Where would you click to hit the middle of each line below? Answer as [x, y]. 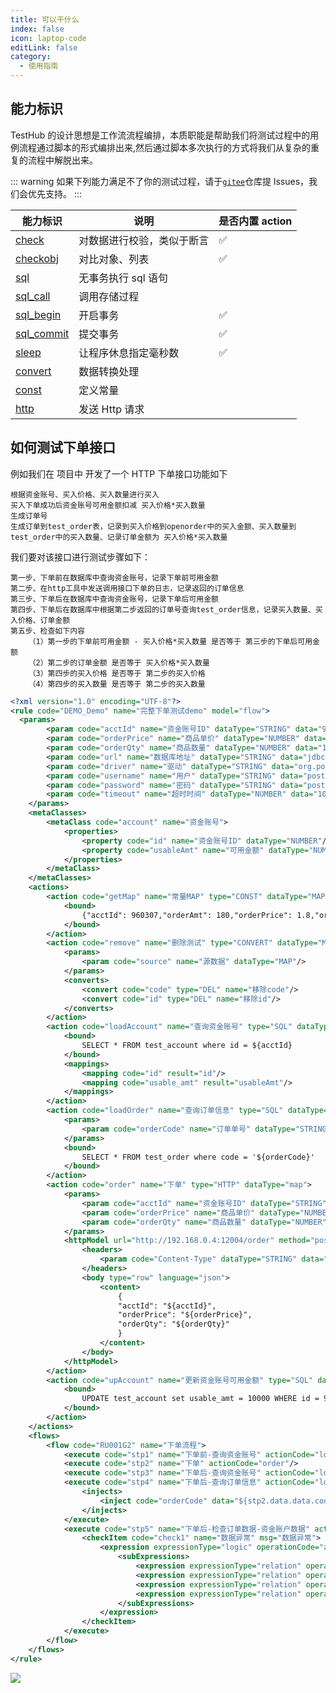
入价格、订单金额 [40, 620]
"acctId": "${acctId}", [167, 1306]
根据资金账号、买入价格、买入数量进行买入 [85, 494]
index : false [37, 29]
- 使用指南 [39, 66]
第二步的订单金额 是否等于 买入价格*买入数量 [128, 662]
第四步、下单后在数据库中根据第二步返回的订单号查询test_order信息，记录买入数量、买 [166, 609]
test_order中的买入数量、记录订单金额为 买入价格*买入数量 [119, 537]
